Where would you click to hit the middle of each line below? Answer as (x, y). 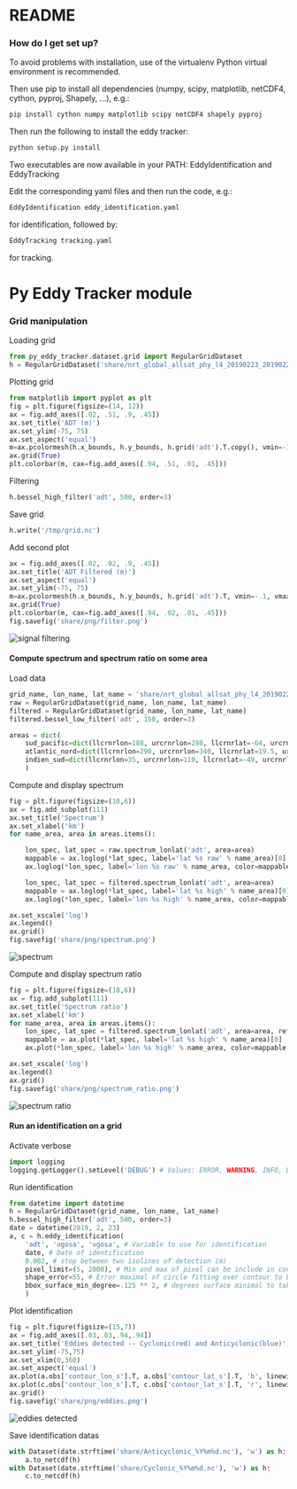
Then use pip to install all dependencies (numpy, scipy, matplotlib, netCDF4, (148, 89)
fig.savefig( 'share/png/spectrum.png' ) (83, 940)
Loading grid (32, 340)
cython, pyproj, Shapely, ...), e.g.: (69, 98)
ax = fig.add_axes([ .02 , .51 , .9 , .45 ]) (85, 414)
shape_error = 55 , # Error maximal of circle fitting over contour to (154, 1277)
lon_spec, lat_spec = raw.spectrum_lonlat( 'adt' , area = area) (140, 850)
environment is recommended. (65, 72)
